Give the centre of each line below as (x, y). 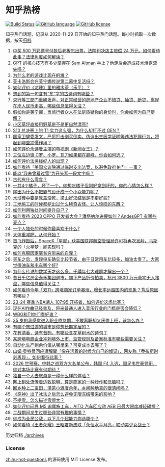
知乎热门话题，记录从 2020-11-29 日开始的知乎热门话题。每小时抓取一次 (79, 34)
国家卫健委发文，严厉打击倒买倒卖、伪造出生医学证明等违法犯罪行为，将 (86, 136)
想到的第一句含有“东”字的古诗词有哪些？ (54, 93)
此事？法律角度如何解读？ (39, 56)
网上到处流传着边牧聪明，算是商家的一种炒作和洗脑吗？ (69, 382)
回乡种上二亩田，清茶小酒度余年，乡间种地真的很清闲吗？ (71, 388)
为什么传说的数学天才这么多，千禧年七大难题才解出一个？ (71, 271)
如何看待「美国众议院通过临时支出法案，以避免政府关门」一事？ (77, 167)
